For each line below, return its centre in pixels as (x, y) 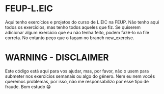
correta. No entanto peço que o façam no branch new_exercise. (69, 38)
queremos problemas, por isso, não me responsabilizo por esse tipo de (77, 81)
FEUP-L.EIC (29, 9)
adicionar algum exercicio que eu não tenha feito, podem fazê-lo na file (77, 32)
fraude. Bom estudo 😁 (28, 87)
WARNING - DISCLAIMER (57, 58)
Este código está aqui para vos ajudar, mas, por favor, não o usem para (77, 71)
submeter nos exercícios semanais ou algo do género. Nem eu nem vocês (80, 76)
